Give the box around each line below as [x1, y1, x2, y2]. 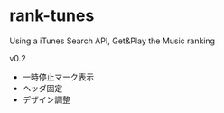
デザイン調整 [22, 94, 70, 105]
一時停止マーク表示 [22, 71, 95, 82]
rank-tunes [9, 5, 95, 26]
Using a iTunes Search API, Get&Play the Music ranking [9, 35, 215, 46]
